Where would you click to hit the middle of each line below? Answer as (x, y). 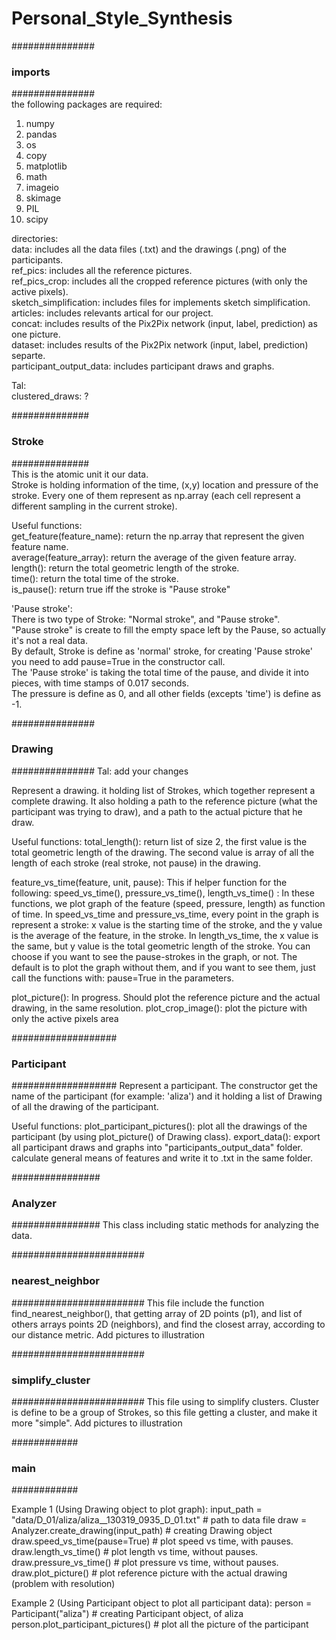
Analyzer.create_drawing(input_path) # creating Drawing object (142, 1531)
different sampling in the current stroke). (94, 506)
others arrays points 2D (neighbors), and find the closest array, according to (168, 1324)
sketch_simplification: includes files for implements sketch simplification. (161, 303)
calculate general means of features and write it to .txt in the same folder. (162, 1158)
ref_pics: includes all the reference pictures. (102, 271)
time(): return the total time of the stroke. (95, 578)
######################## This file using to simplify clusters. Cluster (165, 1402)
